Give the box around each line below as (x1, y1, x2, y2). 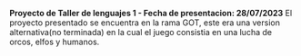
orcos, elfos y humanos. (9, 36, 100, 47)
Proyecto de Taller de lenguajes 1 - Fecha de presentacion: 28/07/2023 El (9, 8, 293, 18)
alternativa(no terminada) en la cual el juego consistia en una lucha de (9, 27, 273, 37)
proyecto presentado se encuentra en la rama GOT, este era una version (9, 17, 280, 28)
